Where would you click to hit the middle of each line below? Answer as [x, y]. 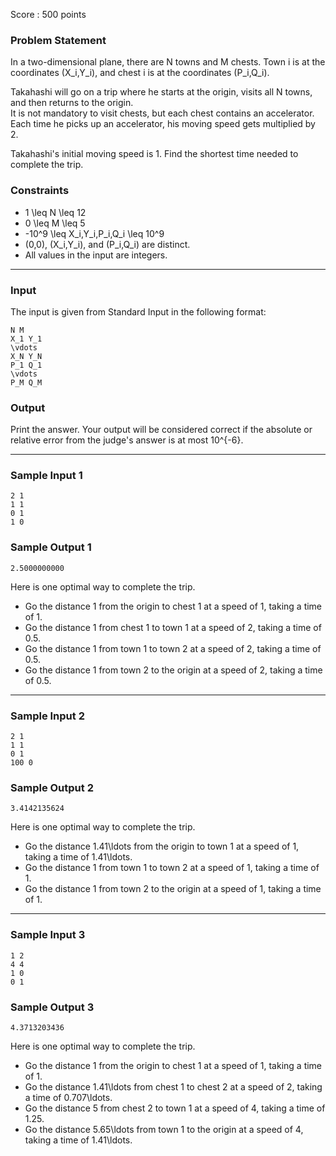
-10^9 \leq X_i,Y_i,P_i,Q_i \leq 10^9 [94, 233]
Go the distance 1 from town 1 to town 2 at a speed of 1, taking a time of [172, 868]
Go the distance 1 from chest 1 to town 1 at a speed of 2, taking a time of [173, 627]
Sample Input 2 [47, 716]
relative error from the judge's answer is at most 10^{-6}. [127, 440]
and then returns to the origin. [72, 103]
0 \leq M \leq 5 [55, 223]
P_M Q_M [26, 382]
